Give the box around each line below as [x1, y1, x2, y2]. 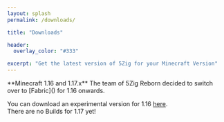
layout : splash [7, 10, 51, 17]
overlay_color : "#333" [13, 48, 79, 55]
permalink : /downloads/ [7, 17, 76, 23]
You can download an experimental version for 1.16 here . [7, 100, 168, 108]
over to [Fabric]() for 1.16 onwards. [7, 87, 105, 94]
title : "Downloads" [7, 29, 64, 36]
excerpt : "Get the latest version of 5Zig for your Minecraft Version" [7, 60, 218, 68]
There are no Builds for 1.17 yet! [7, 108, 97, 115]
